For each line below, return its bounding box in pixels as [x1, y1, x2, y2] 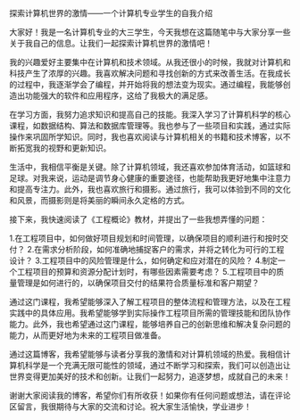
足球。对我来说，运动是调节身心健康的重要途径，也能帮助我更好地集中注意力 [9, 173, 291, 183]
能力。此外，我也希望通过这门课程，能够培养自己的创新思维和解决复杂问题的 [9, 319, 291, 329]
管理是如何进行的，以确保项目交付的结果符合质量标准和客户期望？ [16, 277, 260, 288]
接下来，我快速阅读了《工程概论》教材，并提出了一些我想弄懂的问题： [9, 214, 268, 225]
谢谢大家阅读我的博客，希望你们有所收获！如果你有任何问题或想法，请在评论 [9, 391, 291, 400]
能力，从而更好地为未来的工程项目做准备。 [9, 330, 166, 341]
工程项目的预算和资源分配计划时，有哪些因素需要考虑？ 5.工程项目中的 [16, 267, 277, 276]
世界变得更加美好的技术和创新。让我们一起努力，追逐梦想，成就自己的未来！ [9, 371, 291, 382]
